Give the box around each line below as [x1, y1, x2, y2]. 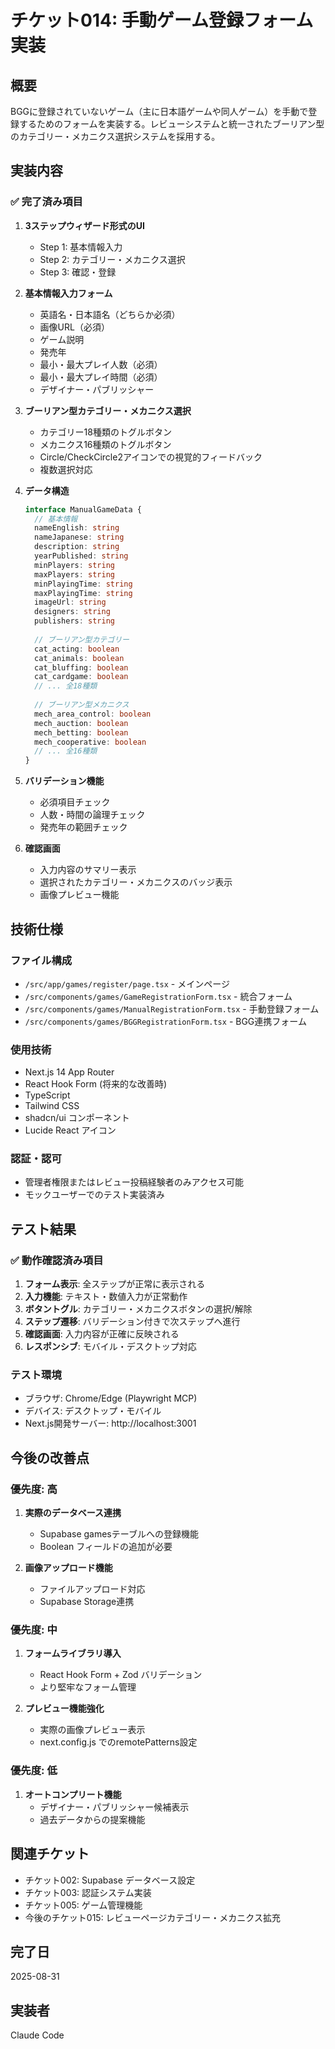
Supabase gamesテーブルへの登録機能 [39, 1528, 199, 1540]
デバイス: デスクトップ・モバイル [24, 1405, 162, 1417]
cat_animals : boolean [34, 653, 125, 663]
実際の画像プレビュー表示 [39, 1724, 146, 1736]
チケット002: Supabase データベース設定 [24, 1874, 196, 1886]
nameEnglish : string [34, 523, 120, 533]
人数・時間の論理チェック [39, 809, 146, 821]
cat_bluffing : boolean [34, 662, 129, 673]
